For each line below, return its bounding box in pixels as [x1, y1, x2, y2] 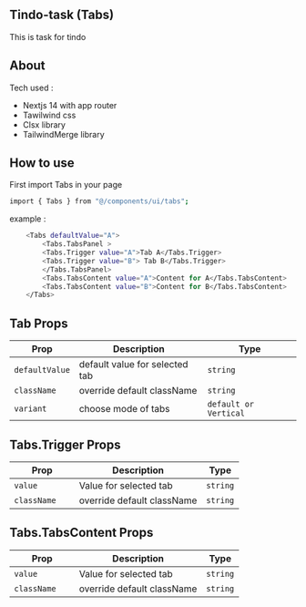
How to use [9, 155, 75, 171]
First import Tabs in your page [9, 180, 123, 190]
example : [9, 213, 46, 224]
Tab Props [9, 315, 68, 331]
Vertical [207, 408, 246, 418]
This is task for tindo [9, 31, 87, 42]
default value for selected [78, 358, 189, 371]
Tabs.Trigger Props [9, 437, 121, 452]
